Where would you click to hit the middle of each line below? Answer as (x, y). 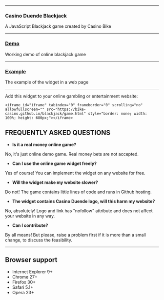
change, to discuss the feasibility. (39, 240)
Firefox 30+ (24, 282)
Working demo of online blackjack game (46, 54)
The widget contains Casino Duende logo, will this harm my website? (83, 201)
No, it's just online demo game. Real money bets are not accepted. (72, 154)
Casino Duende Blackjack (36, 16)
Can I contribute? (30, 225)
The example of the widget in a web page (47, 82)
